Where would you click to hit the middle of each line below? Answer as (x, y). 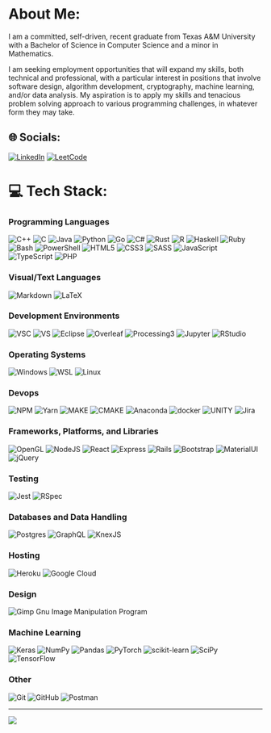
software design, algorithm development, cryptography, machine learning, (132, 86)
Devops (24, 393)
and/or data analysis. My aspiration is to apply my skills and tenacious (125, 94)
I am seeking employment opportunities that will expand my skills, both (126, 69)
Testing (23, 479)
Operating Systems (47, 354)
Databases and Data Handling (68, 517)
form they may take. (42, 112)
